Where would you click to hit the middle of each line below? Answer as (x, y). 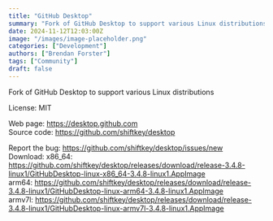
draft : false (30, 69)
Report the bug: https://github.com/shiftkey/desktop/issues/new (116, 148)
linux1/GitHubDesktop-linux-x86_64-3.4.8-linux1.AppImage (107, 173)
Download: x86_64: (41, 156)
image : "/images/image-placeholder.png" (78, 39)
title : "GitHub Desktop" (50, 16)
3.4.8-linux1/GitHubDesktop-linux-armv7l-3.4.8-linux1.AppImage (117, 208)
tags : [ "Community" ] (43, 62)
